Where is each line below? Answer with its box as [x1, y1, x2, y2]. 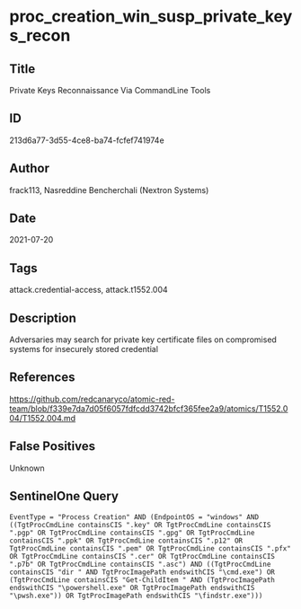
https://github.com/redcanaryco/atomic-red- [9, 393, 175, 404]
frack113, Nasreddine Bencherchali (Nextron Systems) [9, 184, 209, 195]
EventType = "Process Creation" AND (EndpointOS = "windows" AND [9, 512, 259, 522]
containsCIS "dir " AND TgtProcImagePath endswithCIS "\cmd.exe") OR [9, 568, 276, 577]
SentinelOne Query [9, 489, 120, 504]
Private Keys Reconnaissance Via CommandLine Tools [9, 85, 211, 95]
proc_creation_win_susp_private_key [9, 6, 293, 27]
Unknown [9, 463, 45, 473]
